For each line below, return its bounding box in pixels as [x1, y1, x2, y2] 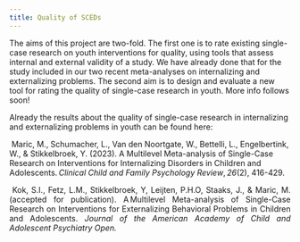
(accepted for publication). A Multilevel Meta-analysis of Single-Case [9, 194, 291, 204]
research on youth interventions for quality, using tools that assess [29, 46, 274, 58]
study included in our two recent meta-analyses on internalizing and [9, 66, 261, 77]
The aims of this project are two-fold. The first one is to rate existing [9, 38, 261, 48]
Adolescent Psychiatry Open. [9, 222, 118, 233]
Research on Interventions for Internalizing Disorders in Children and [9, 157, 262, 168]
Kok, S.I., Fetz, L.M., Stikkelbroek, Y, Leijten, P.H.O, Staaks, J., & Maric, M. [12, 184, 291, 195]
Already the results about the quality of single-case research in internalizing [9, 112, 288, 122]
